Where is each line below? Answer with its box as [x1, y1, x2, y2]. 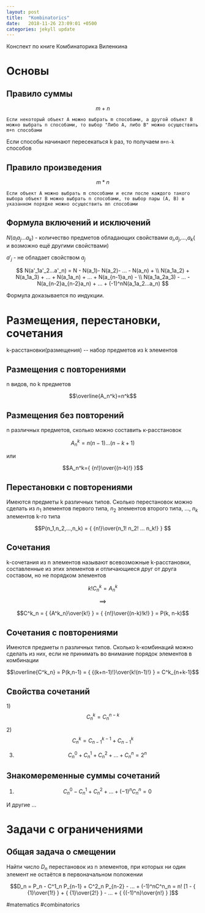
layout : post [6, 9, 40, 15]
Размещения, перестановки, [6, 313, 161, 327]
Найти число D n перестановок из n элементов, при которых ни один [6, 863, 186, 872]
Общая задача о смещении [6, 847, 116, 857]
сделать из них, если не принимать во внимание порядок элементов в [6, 650, 192, 658]
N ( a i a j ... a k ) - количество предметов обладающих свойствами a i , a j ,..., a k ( [6, 234, 196, 242]
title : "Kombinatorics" [6, 15, 70, 21]
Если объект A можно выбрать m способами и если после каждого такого [6, 190, 190, 196]
